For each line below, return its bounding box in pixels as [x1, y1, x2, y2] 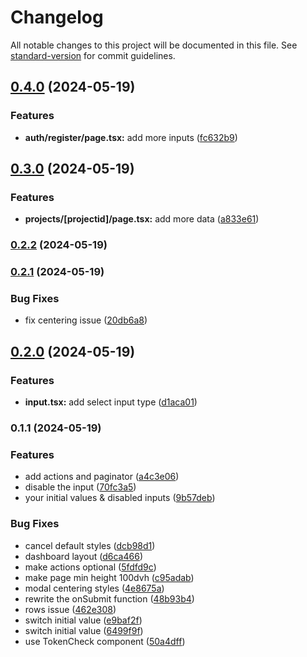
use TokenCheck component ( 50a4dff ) [24, 635, 186, 647]
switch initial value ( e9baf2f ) [24, 614, 143, 626]
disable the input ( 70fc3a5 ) [24, 481, 137, 493]
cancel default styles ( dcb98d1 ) [24, 539, 156, 551]
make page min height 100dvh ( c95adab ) [24, 571, 195, 583]
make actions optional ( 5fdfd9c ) [24, 561, 157, 573]
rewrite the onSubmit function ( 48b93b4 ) [24, 592, 195, 605]
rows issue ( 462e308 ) [24, 603, 117, 615]
